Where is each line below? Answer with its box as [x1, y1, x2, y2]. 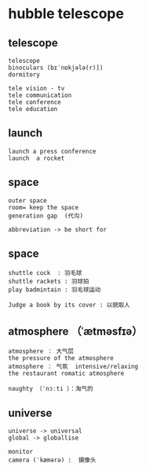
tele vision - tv [8, 84, 65, 92]
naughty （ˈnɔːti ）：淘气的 [8, 385, 93, 393]
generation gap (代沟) [8, 212, 84, 220]
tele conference [8, 98, 61, 106]
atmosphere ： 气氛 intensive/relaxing [8, 363, 139, 371]
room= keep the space [8, 203, 79, 211]
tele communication [8, 91, 72, 99]
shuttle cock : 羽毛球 [8, 269, 82, 277]
